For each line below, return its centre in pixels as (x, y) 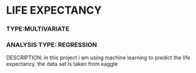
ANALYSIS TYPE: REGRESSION (52, 45)
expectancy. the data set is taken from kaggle (62, 64)
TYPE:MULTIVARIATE (38, 29)
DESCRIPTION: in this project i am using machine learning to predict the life (98, 58)
